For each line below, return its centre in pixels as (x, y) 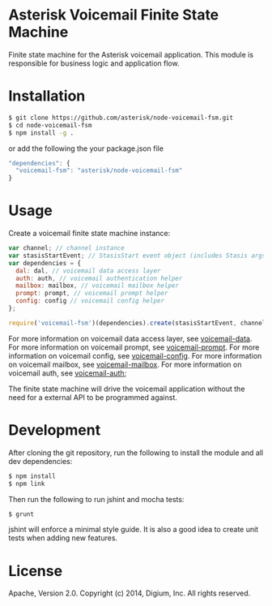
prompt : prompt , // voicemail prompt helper (92, 294)
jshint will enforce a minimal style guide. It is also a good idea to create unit (134, 530)
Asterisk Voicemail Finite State (114, 15)
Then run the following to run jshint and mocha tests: (96, 499)
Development (55, 430)
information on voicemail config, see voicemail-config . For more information (135, 355)
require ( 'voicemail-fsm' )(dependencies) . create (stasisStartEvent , (123, 323)
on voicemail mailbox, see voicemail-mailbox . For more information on (125, 364)
